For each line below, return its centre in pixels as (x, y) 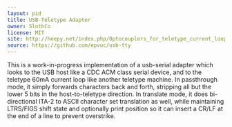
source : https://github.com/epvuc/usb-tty (69, 45)
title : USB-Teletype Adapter (49, 20)
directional (22, 101)
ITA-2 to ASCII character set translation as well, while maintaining (131, 101)
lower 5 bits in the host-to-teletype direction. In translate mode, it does (108, 94)
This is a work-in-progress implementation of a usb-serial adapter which (110, 65)
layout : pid (24, 13)
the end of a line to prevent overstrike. (61, 116)
